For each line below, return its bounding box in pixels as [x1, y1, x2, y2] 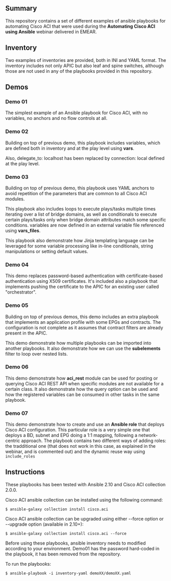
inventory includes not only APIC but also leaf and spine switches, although [5, 63, 164, 69]
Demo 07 [5, 409, 28, 417]
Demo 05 [5, 302, 29, 309]
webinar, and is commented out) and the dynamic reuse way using [5, 448, 145, 455]
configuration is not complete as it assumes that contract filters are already [5, 324, 163, 330]
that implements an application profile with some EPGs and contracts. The [5, 319, 161, 325]
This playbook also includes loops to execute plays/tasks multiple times [5, 205, 156, 212]
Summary [5, 4, 37, 13]
